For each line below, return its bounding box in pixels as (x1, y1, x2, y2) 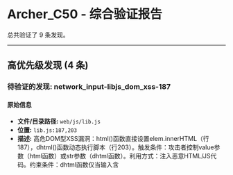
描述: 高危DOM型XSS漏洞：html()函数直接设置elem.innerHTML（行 (17, 135, 209, 143)
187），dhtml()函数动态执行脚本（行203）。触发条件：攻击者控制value (17, 143, 214, 151)
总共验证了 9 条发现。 (7, 31, 69, 39)
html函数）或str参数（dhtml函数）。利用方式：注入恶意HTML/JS (29, 152, 211, 160)
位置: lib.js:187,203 (17, 126, 78, 134)
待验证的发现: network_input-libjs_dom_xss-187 (7, 82, 171, 92)
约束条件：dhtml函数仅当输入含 (29, 160, 119, 169)
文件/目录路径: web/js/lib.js (17, 117, 101, 126)
